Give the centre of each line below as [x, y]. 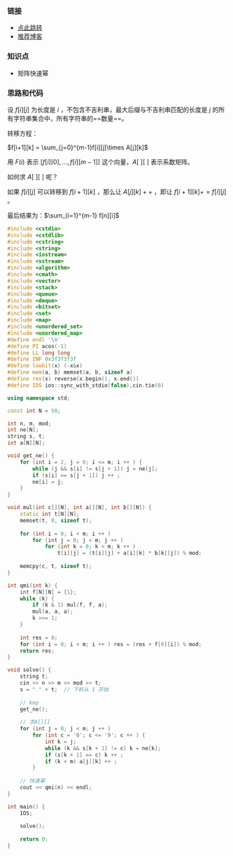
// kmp [29, 703]
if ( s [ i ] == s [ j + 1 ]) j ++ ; [76, 475]
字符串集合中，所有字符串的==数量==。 [70, 118]
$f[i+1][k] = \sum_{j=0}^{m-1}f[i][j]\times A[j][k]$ [78, 147]
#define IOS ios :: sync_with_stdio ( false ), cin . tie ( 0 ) [86, 385]
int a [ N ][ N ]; [26, 443]
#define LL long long [39, 353]
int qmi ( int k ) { [33, 585]
